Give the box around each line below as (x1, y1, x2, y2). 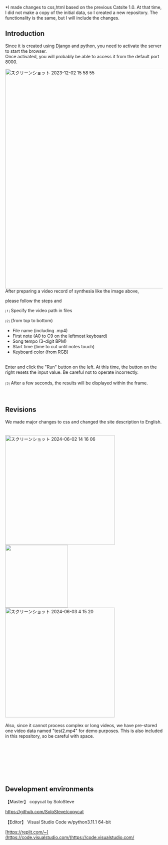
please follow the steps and (5, 298, 62, 304)
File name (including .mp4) (12, 327, 68, 333)
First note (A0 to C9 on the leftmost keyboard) (12, 333, 107, 339)
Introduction (5, 30, 45, 38)
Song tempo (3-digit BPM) (12, 338, 67, 344)
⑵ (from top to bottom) (5, 317, 53, 323)
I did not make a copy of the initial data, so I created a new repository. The (5, 10, 158, 16)
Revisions (5, 405, 36, 414)
